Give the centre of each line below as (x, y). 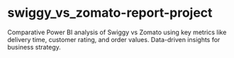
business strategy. (34, 47)
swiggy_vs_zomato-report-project (110, 13)
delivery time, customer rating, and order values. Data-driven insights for (114, 39)
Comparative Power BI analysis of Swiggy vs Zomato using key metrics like (117, 32)
